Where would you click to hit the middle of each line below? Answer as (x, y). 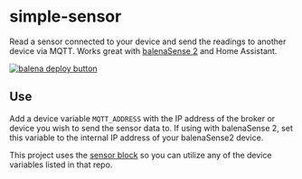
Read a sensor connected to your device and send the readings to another (148, 41)
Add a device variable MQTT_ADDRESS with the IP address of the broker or (142, 118)
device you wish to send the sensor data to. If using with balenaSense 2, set (151, 128)
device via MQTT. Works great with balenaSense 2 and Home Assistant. (143, 50)
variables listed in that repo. (61, 165)
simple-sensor (66, 17)
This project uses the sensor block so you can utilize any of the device (141, 155)
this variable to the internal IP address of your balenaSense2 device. (137, 138)
